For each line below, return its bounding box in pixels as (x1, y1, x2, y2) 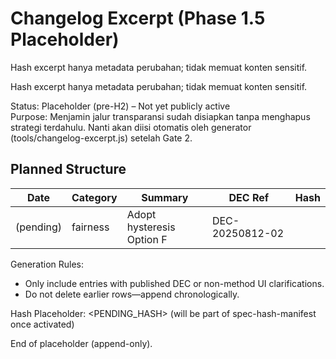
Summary (141, 190, 189, 204)
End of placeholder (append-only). (10, 337, 153, 349)
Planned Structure (10, 161, 127, 178)
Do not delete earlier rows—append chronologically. (24, 288, 240, 300)
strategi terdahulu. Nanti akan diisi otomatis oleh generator (10, 121, 252, 133)
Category (71, 190, 118, 204)
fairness (71, 220, 110, 234)
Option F (126, 232, 168, 246)
